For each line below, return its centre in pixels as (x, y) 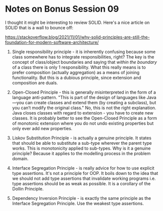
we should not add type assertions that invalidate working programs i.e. (84, 178)
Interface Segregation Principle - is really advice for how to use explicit (83, 168)
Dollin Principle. (28, 189)
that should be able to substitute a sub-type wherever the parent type (82, 143)
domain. (20, 158)
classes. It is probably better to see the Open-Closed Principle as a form (84, 118)
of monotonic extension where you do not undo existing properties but (83, 123)
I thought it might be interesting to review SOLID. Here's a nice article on (77, 22)
